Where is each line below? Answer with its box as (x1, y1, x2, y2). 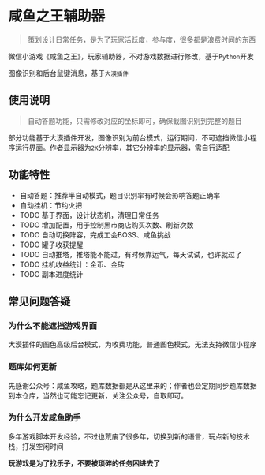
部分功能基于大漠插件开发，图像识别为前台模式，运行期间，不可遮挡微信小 (8, 133, 250, 142)
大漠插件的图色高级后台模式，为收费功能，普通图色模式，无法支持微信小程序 (8, 340, 257, 350)
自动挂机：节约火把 (19, 200, 83, 210)
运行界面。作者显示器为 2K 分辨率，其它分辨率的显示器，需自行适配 (14, 143, 230, 152)
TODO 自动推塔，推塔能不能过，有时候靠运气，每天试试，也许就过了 (19, 249, 242, 259)
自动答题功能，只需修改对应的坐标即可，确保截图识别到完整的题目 (27, 116, 242, 125)
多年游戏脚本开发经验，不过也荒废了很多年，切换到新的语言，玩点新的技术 (8, 432, 250, 441)
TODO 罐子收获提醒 (19, 240, 84, 249)
